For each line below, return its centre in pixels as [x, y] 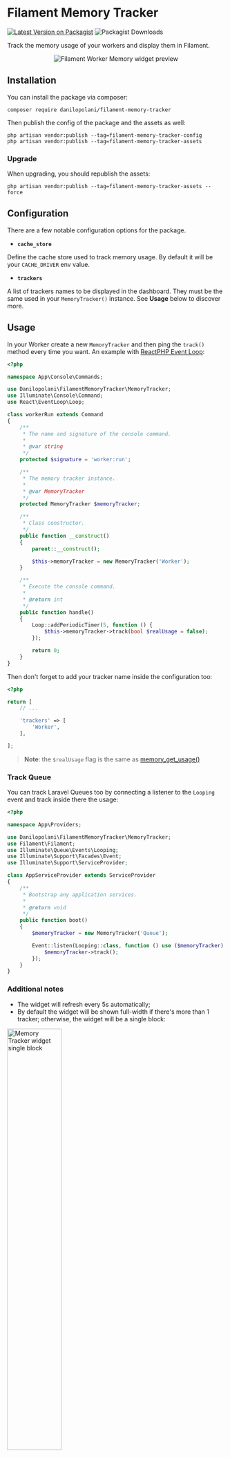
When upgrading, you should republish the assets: [79, 174]
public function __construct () [65, 536]
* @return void [45, 907]
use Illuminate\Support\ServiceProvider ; [68, 863]
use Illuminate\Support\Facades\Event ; [65, 856]
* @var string [43, 447]
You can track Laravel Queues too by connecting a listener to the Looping [111, 792]
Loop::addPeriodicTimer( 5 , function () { [93, 625]
